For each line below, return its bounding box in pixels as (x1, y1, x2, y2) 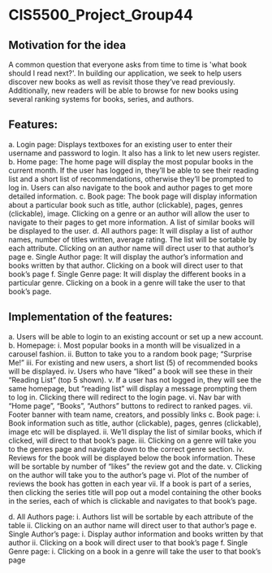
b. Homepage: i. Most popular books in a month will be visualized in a (8, 340, 241, 350)
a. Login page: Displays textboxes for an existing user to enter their (8, 139, 233, 149)
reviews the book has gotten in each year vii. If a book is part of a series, (8, 479, 252, 488)
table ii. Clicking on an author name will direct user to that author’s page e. (8, 520, 257, 530)
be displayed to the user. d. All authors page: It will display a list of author (8, 225, 253, 235)
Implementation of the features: (8, 310, 173, 324)
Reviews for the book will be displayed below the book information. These (8, 453, 256, 462)
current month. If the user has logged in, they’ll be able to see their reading (8, 165, 259, 175)
